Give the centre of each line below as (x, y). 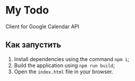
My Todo (27, 10)
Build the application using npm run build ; (64, 65)
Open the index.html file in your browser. (63, 72)
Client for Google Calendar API (42, 26)
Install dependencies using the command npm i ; (72, 59)
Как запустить (33, 45)
